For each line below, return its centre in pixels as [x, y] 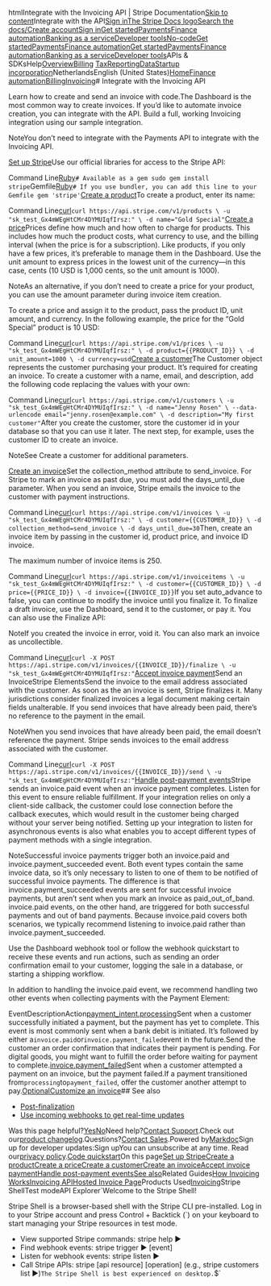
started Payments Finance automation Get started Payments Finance [118, 47]
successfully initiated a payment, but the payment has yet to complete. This [134, 1022]
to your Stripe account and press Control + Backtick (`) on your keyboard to [134, 1215]
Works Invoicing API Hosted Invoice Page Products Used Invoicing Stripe [125, 1182]
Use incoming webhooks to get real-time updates [102, 1115]
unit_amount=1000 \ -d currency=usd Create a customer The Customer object [135, 358]
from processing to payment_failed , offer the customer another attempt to [127, 1082]
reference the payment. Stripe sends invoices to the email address [119, 740]
